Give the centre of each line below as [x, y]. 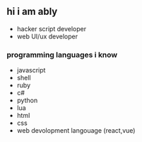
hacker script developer [51, 28]
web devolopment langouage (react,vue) [76, 131]
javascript [31, 70]
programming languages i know [62, 55]
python [27, 100]
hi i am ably [32, 12]
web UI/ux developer [47, 36]
